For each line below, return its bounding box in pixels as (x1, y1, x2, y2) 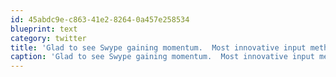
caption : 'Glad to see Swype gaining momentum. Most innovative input (10, 52, 315, 62)
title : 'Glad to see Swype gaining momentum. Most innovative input (10, 42, 307, 53)
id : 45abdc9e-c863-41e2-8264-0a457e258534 (10, 14, 190, 25)
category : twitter (10, 33, 87, 43)
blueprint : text (10, 24, 78, 34)
